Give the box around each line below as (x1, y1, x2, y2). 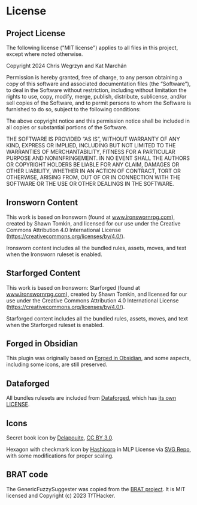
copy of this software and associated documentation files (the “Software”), (6, 80, 191, 87)
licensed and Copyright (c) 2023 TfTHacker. (6, 492, 116, 499)
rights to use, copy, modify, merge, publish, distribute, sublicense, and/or (6, 93, 187, 100)
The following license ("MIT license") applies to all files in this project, (6, 44, 178, 51)
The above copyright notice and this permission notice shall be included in (6, 117, 190, 124)
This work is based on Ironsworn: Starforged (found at (6, 284, 141, 291)
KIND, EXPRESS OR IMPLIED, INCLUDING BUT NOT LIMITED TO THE (6, 142, 176, 148)
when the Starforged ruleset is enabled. (6, 321, 104, 328)
